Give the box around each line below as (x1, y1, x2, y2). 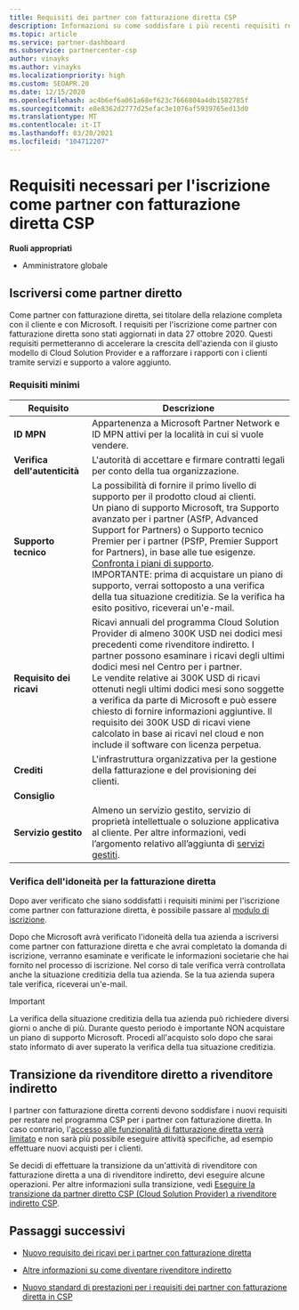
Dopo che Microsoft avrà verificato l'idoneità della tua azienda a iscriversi (9, 932, 279, 942)
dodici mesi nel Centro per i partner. (92, 660, 243, 673)
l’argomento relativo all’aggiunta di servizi (92, 837, 265, 850)
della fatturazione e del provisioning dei (92, 764, 256, 776)
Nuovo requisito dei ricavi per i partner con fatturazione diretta (21, 1247, 252, 1257)
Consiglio (13, 789, 55, 802)
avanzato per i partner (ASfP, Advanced (92, 513, 259, 525)
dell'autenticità (13, 465, 80, 477)
